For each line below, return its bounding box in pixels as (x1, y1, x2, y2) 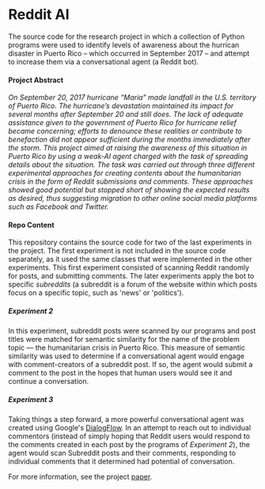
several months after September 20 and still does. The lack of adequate (8, 109, 244, 119)
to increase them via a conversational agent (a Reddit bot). (8, 57, 199, 66)
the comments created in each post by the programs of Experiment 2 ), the (8, 440, 251, 449)
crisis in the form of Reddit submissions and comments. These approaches (8, 176, 253, 187)
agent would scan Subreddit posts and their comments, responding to (8, 449, 236, 458)
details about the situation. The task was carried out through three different (8, 160, 256, 169)
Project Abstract (8, 75, 64, 85)
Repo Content (8, 220, 55, 229)
